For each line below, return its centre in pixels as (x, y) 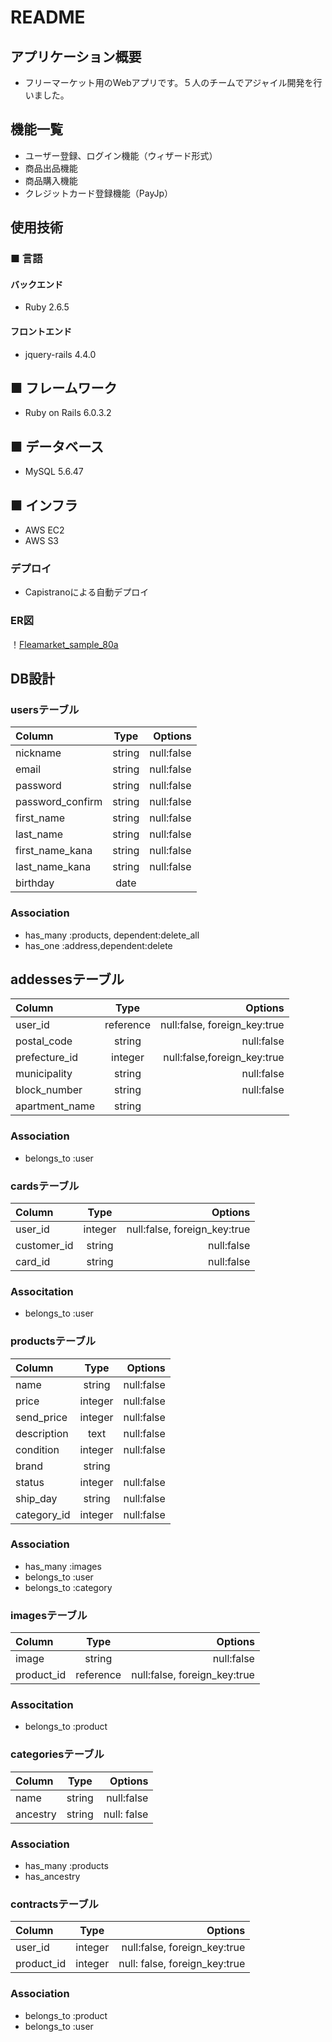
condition (37, 1449)
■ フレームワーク (64, 387)
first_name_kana (54, 851)
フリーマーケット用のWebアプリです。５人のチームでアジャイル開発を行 (173, 82)
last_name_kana (53, 867)
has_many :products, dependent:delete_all (112, 935)
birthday (35, 883)
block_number (49, 1090)
